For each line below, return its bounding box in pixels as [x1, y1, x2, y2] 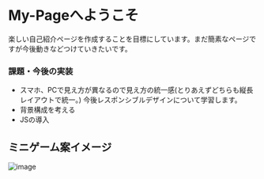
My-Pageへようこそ [8, 6, 139, 25]
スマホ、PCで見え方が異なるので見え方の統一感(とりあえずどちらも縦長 [19, 86, 254, 95]
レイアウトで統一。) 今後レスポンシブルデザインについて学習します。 [19, 95, 243, 105]
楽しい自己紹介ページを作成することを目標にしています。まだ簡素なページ [8, 34, 250, 44]
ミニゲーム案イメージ [8, 140, 112, 154]
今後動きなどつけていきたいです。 [21, 44, 132, 53]
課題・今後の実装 [8, 66, 74, 77]
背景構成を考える [19, 105, 76, 115]
